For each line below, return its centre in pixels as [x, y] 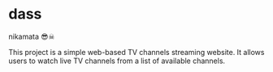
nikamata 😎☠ [32, 36]
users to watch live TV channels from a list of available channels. [117, 61]
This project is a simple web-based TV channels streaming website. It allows [136, 52]
